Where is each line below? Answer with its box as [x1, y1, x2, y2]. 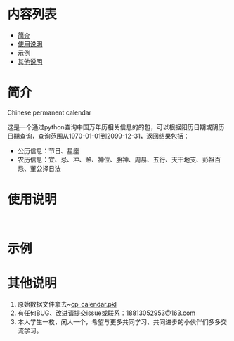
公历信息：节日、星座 [17, 146, 79, 155]
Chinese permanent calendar [7, 108, 91, 117]
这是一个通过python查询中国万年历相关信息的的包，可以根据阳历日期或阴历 [7, 122, 225, 131]
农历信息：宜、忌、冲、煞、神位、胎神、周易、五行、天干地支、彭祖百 [17, 155, 221, 164]
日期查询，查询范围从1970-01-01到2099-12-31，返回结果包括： [7, 131, 190, 140]
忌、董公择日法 [17, 164, 61, 172]
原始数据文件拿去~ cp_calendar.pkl [17, 300, 117, 308]
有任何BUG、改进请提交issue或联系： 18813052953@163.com [17, 309, 196, 317]
